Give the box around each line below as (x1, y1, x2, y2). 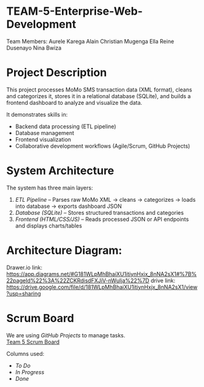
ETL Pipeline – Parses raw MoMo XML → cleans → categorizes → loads (15, 196, 196, 203)
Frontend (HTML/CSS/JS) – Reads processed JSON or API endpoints (15, 215, 189, 223)
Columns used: (6, 350, 45, 357)
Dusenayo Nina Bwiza (6, 44, 62, 52)
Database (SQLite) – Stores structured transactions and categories (15, 209, 184, 216)
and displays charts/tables (15, 222, 83, 229)
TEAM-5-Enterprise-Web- (6, 4, 143, 18)
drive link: (150, 277, 176, 284)
